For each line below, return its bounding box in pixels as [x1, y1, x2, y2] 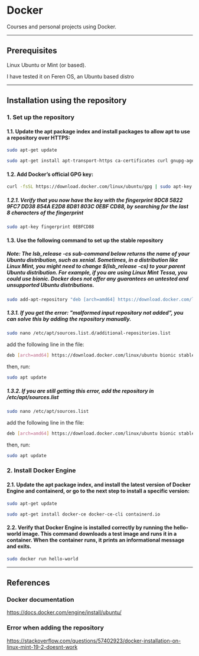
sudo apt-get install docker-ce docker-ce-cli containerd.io [6, 511, 161, 517]
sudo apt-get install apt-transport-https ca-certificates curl [6, 158, 168, 164]
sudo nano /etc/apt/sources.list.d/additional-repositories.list [6, 330, 171, 337]
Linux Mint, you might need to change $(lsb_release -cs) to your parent [6, 263, 185, 270]
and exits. [6, 543, 32, 550]
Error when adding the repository [6, 624, 104, 632]
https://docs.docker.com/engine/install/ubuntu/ [6, 609, 122, 616]
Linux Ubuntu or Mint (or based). [6, 61, 86, 68]
